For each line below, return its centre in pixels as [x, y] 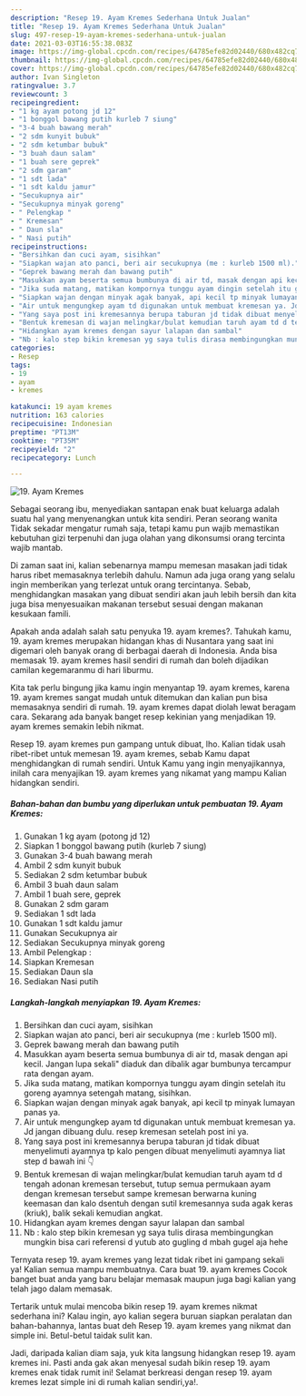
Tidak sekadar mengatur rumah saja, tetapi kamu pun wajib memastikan [145, 528]
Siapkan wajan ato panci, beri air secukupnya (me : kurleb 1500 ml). [150, 1035]
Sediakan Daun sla [58, 972]
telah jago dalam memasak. [61, 1289]
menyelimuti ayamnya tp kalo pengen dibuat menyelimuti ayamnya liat [154, 1151]
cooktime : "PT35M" [45, 441]
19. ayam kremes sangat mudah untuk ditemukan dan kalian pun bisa [139, 698]
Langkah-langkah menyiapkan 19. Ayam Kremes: [106, 1002]
